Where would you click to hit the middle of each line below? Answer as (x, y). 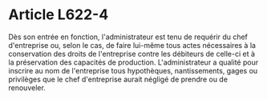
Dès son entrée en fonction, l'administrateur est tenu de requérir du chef (128, 37)
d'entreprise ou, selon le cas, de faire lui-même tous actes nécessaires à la (132, 45)
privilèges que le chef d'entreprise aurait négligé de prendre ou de (118, 79)
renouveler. (27, 87)
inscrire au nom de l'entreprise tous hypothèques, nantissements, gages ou (133, 70)
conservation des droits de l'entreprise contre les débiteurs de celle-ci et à (131, 53)
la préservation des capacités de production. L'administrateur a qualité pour (133, 62)
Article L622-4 (59, 15)
